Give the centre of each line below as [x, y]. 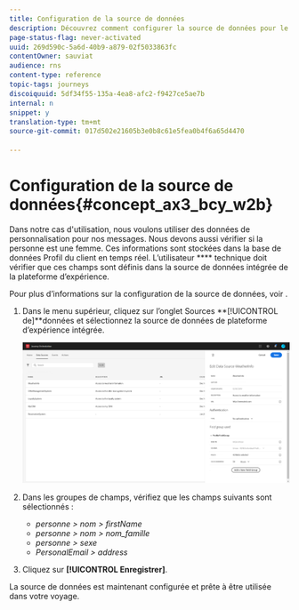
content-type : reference [55, 76]
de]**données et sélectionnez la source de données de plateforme [145, 320]
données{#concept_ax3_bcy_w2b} [141, 205]
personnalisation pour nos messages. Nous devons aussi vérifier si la [136, 238]
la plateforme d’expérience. [59, 277]
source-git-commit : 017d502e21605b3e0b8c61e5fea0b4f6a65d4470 [127, 132]
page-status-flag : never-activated [75, 37]
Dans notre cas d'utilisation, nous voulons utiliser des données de [130, 229]
